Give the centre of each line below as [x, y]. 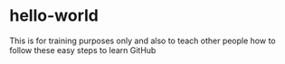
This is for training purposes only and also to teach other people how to [142, 41]
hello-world [54, 16]
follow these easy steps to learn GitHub [83, 50]
